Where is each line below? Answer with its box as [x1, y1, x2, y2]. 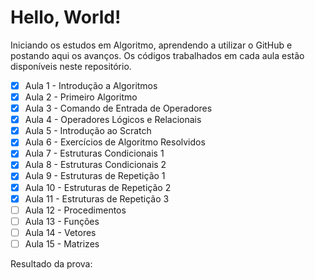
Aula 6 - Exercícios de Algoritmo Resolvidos [24, 136, 206, 148]
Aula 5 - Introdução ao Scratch [24, 125, 152, 137]
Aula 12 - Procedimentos [24, 204, 127, 216]
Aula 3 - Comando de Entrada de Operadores [24, 102, 213, 115]
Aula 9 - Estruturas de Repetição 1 [24, 170, 166, 182]
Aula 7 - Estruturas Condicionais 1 [24, 147, 165, 160]
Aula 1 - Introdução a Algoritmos [24, 79, 158, 91]
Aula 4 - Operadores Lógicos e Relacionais [24, 114, 202, 126]
